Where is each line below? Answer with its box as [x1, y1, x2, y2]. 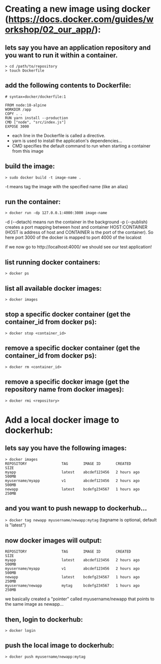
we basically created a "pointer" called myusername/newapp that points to [5, 596, 155, 602]
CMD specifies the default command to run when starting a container [12, 143, 151, 149]
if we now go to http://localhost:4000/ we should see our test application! [5, 244, 152, 250]
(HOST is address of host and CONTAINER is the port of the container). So [5, 230, 154, 235]
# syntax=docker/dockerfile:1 [5, 94, 66, 99]
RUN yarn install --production [5, 115, 68, 120]
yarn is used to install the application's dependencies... [12, 138, 122, 144]
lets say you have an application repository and [5, 43, 151, 52]
